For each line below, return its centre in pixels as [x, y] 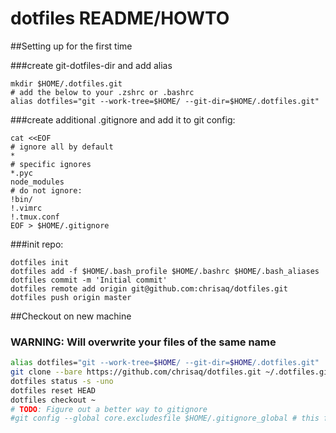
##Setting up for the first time [71, 46]
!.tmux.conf [35, 217]
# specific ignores [51, 164]
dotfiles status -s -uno [62, 381]
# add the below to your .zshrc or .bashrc [102, 92]
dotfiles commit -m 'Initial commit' [89, 280]
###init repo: [37, 244]
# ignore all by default [62, 147]
